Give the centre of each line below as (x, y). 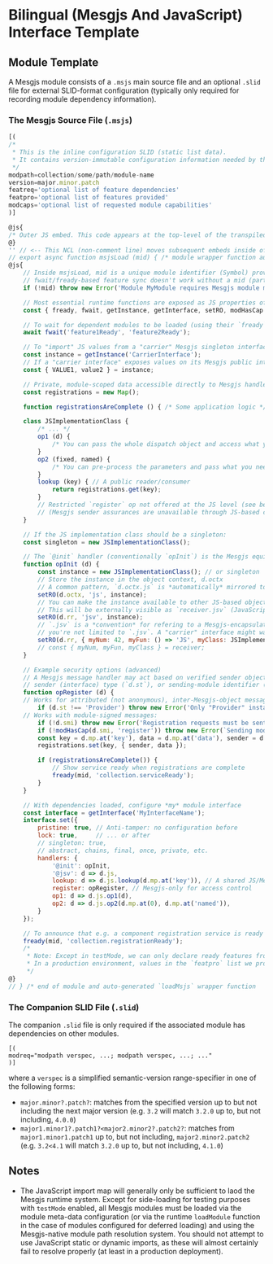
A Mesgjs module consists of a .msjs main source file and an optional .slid (135, 82)
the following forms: (42, 1086)
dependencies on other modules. (64, 1033)
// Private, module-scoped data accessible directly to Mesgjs (132, 384)
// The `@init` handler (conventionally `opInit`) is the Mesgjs (136, 557)
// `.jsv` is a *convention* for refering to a (119, 625)
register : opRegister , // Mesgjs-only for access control (152, 889)
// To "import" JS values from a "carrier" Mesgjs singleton (128, 348)
